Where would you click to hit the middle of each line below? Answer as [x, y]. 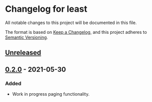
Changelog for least [46, 9]
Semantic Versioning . [26, 37]
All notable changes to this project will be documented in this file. [71, 23]
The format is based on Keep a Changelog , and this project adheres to [76, 32]
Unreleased [23, 53]
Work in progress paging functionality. [51, 94]
